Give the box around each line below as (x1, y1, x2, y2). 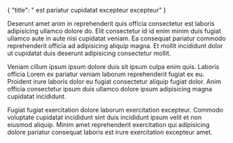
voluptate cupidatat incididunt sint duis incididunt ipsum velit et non (7, 113, 202, 121)
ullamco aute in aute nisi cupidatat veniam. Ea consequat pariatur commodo (7, 34, 226, 43)
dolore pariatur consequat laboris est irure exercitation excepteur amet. (7, 128, 213, 136)
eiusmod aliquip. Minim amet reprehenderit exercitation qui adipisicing (7, 121, 210, 128)
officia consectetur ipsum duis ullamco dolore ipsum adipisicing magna (7, 85, 212, 93)
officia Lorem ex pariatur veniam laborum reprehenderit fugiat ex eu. (7, 70, 205, 78)
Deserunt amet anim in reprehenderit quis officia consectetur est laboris (7, 20, 215, 27)
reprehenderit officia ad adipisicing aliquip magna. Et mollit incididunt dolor (7, 42, 223, 50)
